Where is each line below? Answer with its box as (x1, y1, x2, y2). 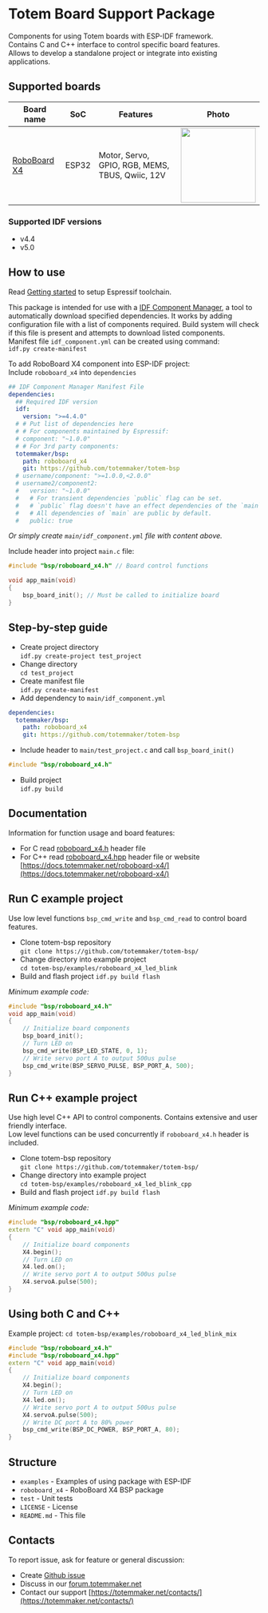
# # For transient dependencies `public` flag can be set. (15, 494, 223, 502)
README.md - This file (19, 1510, 86, 1519)
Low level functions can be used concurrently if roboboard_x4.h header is (8, 1129, 250, 1139)
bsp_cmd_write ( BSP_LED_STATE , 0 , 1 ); (22, 1046, 148, 1055)
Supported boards (8, 80, 101, 94)
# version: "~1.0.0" (15, 487, 91, 496)
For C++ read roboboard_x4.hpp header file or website (19, 852, 200, 862)
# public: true (15, 516, 73, 524)
